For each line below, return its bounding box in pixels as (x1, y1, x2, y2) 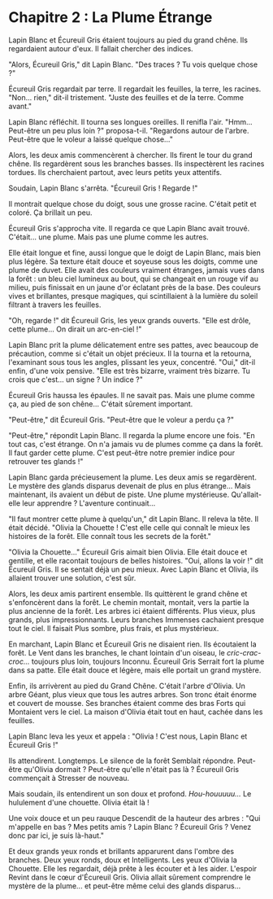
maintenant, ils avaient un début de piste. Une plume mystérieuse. (8, 489, 230, 499)
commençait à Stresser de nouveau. (8, 773, 130, 783)
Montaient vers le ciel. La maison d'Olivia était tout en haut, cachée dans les (8, 707, 263, 717)
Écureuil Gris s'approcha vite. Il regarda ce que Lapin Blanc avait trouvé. (8, 223, 250, 233)
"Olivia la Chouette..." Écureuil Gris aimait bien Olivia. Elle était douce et (8, 546, 248, 557)
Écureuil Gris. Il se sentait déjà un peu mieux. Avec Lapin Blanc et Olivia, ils (8, 564, 258, 574)
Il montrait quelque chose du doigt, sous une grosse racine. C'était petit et (8, 199, 258, 208)
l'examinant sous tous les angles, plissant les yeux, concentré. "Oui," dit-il (8, 357, 256, 366)
